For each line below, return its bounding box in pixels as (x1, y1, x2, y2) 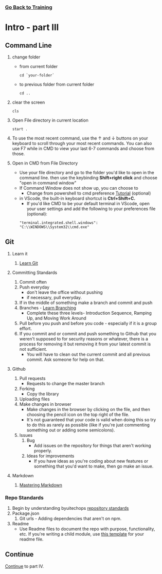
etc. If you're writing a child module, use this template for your (19, 531, 144, 537)
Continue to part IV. (5, 563, 44, 569)
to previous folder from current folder (19, 81, 94, 87)
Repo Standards (5, 494, 44, 501)
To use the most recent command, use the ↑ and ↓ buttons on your (12, 135, 148, 141)
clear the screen (12, 99, 45, 105)
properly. (34, 448, 53, 453)
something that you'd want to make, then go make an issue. (34, 463, 154, 469)
